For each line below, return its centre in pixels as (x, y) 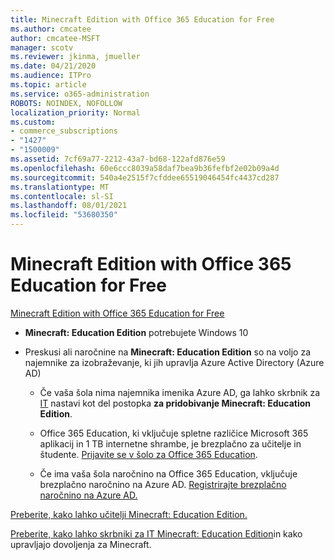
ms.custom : (33, 122)
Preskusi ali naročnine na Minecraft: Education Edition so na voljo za (168, 352)
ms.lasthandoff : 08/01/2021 (69, 206)
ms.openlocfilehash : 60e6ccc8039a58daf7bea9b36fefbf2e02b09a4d (145, 168)
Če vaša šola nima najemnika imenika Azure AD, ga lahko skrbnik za (180, 392)
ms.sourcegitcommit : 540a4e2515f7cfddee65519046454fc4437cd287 (145, 177)
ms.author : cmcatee (51, 29)
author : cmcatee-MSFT (55, 38)
